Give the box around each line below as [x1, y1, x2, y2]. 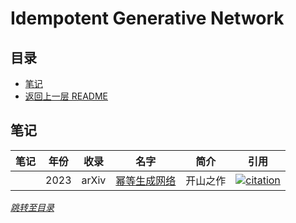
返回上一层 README [24, 90, 108, 102]
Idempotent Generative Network [10, 7, 285, 30]
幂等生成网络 [115, 173, 177, 187]
